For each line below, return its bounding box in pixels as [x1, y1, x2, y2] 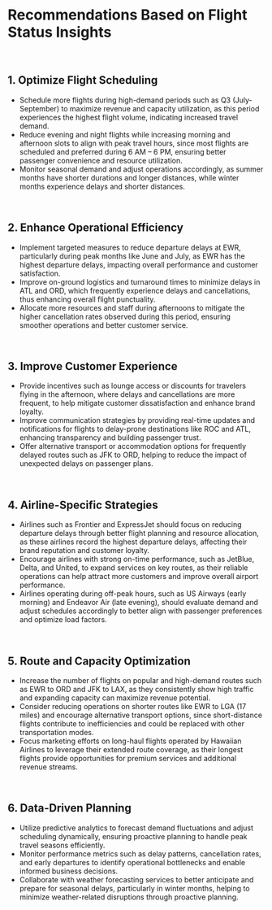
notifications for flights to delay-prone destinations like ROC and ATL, [19, 425, 252, 434]
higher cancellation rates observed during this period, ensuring [19, 311, 231, 321]
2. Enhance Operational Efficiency [7, 221, 183, 235]
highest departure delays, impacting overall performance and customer [19, 259, 259, 269]
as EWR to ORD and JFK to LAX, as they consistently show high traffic [19, 685, 254, 694]
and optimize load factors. [19, 615, 107, 625]
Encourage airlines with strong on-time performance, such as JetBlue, [19, 555, 255, 564]
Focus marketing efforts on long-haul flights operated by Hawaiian [19, 736, 242, 746]
